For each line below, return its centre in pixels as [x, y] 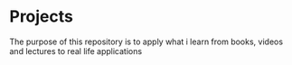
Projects [42, 17]
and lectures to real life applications [76, 51]
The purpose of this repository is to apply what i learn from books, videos [146, 42]
